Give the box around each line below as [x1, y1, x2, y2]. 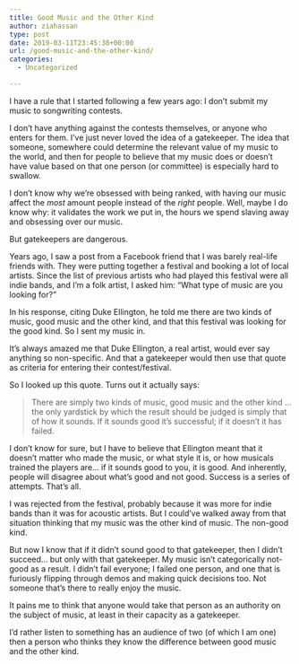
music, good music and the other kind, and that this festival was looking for [9, 316, 286, 327]
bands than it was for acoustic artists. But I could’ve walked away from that [9, 508, 286, 519]
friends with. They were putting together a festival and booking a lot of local [9, 260, 289, 271]
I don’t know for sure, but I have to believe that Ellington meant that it [9, 442, 263, 453]
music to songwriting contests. [9, 105, 124, 116]
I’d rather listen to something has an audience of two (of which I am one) [9, 626, 277, 637]
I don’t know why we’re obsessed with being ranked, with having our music [9, 188, 286, 198]
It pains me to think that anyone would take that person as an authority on [9, 599, 281, 610]
